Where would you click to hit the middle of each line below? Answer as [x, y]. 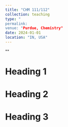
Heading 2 [27, 94]
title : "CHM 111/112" [28, 10]
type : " [13, 19]
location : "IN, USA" [27, 38]
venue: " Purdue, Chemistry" [34, 28]
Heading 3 [27, 117]
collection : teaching [28, 14]
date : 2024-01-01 [23, 33]
